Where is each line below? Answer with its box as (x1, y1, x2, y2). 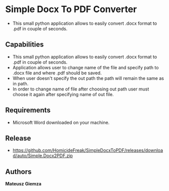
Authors (5, 167, 32, 176)
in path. (12, 80, 29, 86)
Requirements (5, 106, 51, 115)
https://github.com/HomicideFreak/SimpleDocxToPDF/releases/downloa (12, 148, 163, 154)
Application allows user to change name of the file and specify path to (12, 64, 159, 70)
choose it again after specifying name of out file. (12, 91, 114, 97)
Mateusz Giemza (5, 181, 41, 187)
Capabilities (5, 40, 44, 49)
